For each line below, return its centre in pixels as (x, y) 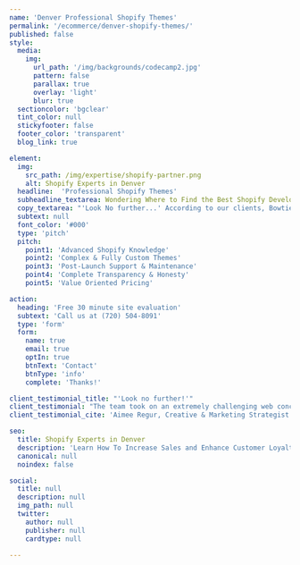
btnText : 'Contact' (62, 366)
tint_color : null (50, 117)
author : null (50, 522)
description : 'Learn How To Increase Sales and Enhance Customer (142, 448)
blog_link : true (47, 142)
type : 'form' (42, 324)
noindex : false (46, 464)
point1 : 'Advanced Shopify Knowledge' (97, 250)
